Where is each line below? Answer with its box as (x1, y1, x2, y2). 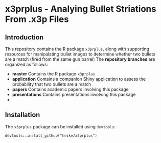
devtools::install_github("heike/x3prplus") (5, 133, 97, 138)
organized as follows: (5, 62, 48, 67)
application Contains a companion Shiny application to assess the (12, 76, 146, 82)
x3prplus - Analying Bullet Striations (5, 3, 157, 15)
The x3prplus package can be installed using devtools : (5, 124, 116, 129)
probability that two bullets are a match (12, 81, 92, 87)
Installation (5, 111, 40, 119)
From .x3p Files (5, 14, 69, 25)
